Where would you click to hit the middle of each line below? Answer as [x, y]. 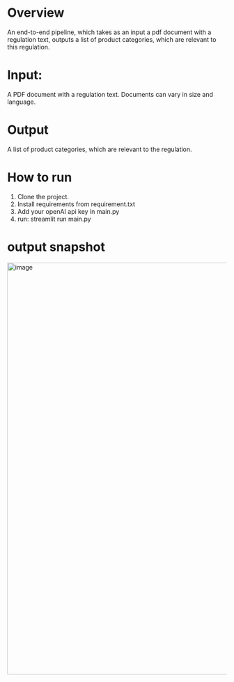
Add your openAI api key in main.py [68, 211]
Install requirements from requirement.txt [76, 204]
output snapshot [56, 247]
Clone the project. [43, 196]
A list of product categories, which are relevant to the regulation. [100, 149]
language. [22, 102]
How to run [40, 177]
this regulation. [29, 47]
